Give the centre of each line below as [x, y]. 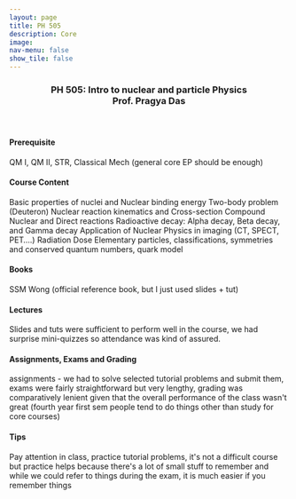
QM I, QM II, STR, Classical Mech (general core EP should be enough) [136, 162]
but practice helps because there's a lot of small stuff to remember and [139, 466]
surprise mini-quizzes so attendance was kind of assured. [115, 339]
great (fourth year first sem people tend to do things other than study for [141, 407]
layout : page [33, 17]
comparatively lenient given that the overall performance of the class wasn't [148, 398]
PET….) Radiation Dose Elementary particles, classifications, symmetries [141, 240]
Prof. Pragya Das [149, 100]
